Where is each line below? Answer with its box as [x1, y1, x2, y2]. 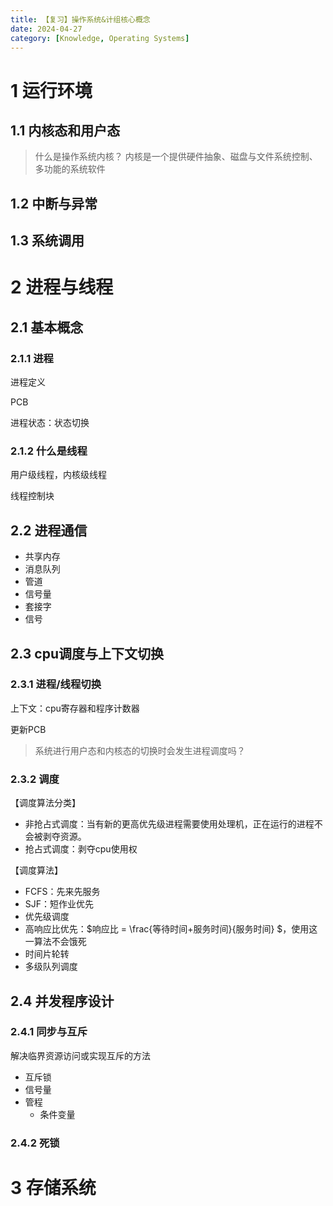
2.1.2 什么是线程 [10, 444, 88, 458]
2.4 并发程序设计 [10, 992, 115, 1010]
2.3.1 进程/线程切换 [10, 677, 102, 691]
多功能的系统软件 [34, 163, 106, 175]
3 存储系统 [10, 1176, 97, 1199]
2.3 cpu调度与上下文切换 [10, 645, 164, 662]
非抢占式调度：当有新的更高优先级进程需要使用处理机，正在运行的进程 [24, 818, 315, 830]
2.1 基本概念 [10, 319, 84, 336]
